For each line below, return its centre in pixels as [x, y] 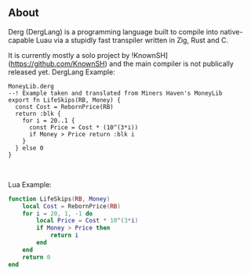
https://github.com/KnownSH [58, 63]
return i [64, 235]
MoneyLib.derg [31, 86]
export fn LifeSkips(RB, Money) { [65, 100]
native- [231, 31]
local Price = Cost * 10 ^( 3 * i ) [87, 221]
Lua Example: [30, 184]
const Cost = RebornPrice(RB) [64, 107]
